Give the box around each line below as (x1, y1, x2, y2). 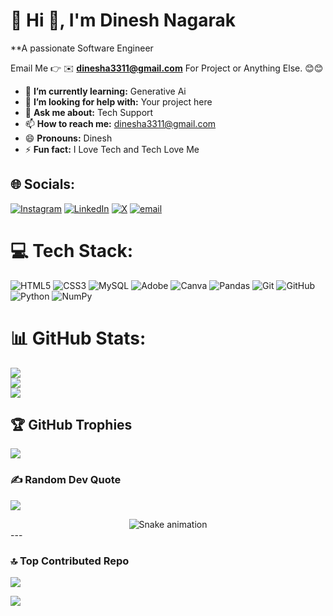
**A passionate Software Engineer (10, 42, 154, 54)
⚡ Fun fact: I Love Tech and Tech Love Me (24, 143, 200, 155)
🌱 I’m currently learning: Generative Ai (24, 85, 187, 97)
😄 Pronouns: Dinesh (24, 132, 113, 144)
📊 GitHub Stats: (10, 327, 147, 349)
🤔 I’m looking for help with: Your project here (24, 95, 213, 108)
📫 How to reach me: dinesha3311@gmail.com (24, 117, 217, 129)
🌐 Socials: (10, 176, 76, 193)
